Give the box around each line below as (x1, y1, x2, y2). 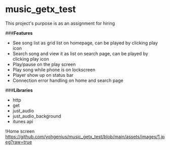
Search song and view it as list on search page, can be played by (12, 51, 148, 57)
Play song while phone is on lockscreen (12, 67, 96, 73)
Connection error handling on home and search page (12, 77, 123, 83)
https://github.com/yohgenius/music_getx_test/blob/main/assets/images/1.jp (5, 133, 165, 139)
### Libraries (5, 87, 33, 93)
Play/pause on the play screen (12, 61, 76, 67)
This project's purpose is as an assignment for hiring (5, 20, 115, 26)
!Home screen (5, 128, 35, 134)
